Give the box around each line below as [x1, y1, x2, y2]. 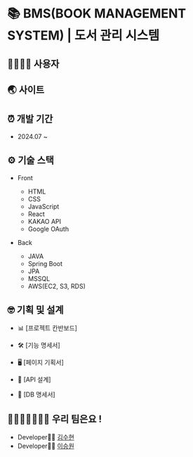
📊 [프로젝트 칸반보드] [17, 324, 77, 332]
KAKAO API [27, 217, 62, 225]
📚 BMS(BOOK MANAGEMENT [7, 6, 187, 22]
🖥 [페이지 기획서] [17, 358, 65, 367]
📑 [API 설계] [17, 375, 51, 384]
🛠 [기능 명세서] [17, 341, 61, 349]
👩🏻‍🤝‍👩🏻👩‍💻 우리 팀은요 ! [7, 413, 102, 425]
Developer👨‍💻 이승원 [17, 442, 75, 451]
